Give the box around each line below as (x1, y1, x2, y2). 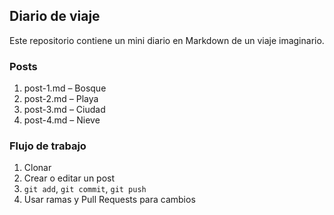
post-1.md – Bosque (23, 82, 107, 94)
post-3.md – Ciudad (23, 104, 106, 116)
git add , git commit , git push (23, 183, 147, 195)
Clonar (23, 162, 52, 174)
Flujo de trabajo (9, 139, 87, 153)
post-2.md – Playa (23, 93, 99, 105)
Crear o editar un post (23, 172, 116, 184)
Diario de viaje (9, 8, 101, 25)
